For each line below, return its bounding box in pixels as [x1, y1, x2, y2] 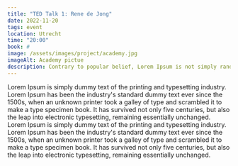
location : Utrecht [7, 30, 62, 38]
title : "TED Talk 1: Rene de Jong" [7, 10, 113, 18]
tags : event [7, 23, 42, 31]
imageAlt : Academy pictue [7, 57, 84, 64]
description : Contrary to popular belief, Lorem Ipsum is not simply [7, 63, 217, 70]
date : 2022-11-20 [7, 17, 59, 24]
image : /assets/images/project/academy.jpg [7, 50, 138, 57]
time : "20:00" [7, 37, 50, 44]
